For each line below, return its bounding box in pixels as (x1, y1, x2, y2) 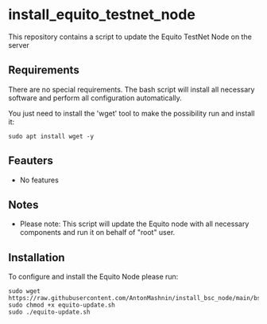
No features (19, 175, 60, 185)
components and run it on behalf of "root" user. (19, 228, 176, 237)
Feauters (8, 154, 54, 168)
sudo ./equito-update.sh (8, 308, 91, 316)
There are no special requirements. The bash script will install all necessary (8, 84, 255, 94)
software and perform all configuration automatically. (8, 93, 183, 103)
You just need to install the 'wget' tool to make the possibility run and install (8, 108, 255, 118)
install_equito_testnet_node (8, 6, 196, 24)
